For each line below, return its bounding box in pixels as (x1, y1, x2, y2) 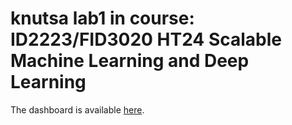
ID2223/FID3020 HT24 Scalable (10, 28, 283, 51)
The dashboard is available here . (10, 103, 145, 116)
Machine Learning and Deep (10, 50, 250, 72)
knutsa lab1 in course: (10, 7, 195, 30)
